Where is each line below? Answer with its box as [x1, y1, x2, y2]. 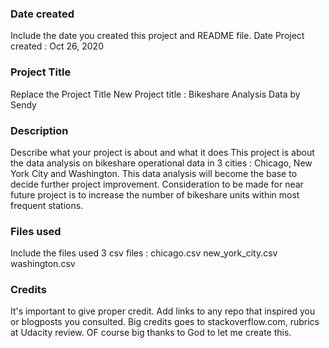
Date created [10, 7, 75, 21]
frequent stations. [10, 199, 84, 211]
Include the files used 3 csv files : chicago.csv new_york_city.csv [10, 247, 278, 259]
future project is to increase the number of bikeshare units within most [10, 188, 300, 201]
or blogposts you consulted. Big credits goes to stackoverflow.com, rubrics [10, 316, 320, 328]
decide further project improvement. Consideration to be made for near [10, 178, 304, 190]
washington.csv [10, 258, 76, 270]
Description [10, 123, 69, 137]
